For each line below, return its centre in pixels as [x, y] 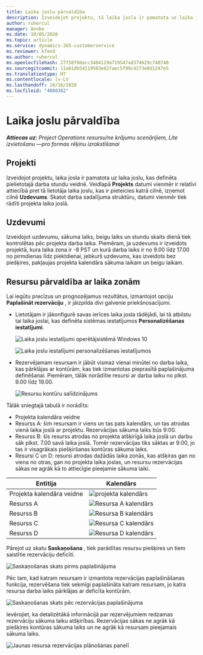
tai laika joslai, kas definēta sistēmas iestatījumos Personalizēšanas [100, 321]
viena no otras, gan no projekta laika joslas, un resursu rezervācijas [99, 462]
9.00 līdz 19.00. [34, 382]
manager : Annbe [25, 29]
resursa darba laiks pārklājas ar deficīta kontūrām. [69, 591]
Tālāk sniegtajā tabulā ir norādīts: [48, 405]
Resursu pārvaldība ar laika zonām [73, 281]
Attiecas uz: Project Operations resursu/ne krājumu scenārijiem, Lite [92, 138]
